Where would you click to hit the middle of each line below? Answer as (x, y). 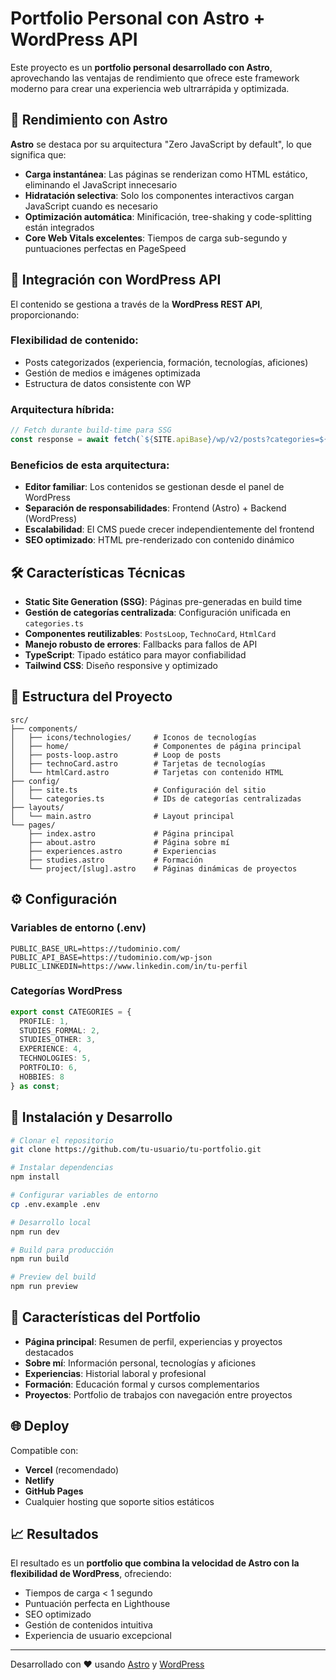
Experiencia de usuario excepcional (98, 1636)
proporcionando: (45, 314)
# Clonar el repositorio (62, 1140)
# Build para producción (62, 1250)
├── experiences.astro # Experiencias (122, 851)
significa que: (38, 154)
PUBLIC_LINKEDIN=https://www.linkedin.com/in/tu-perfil (129, 966)
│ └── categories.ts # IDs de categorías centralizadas (156, 798)
